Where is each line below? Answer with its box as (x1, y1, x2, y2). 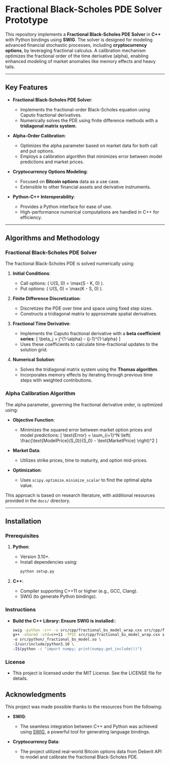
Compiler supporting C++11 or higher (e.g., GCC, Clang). (20, 588, 138, 594)
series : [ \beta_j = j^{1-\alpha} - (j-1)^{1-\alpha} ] (20, 336, 120, 342)
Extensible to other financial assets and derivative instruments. (20, 184, 151, 190)
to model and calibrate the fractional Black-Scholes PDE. (20, 754, 138, 760)
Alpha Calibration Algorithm (5, 390, 76, 397)
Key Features (5, 83, 48, 92)
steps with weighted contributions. (20, 377, 93, 384)
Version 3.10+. (20, 553, 50, 560)
